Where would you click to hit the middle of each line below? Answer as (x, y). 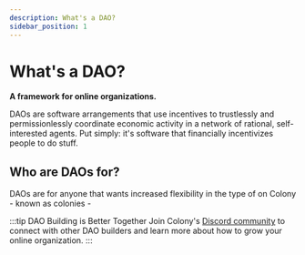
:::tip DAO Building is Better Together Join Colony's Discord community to (147, 221)
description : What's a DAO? (63, 18)
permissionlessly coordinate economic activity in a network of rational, (142, 124)
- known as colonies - (51, 204)
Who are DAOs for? (65, 172)
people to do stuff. (44, 143)
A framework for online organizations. (83, 97)
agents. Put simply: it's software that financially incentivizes (161, 134)
